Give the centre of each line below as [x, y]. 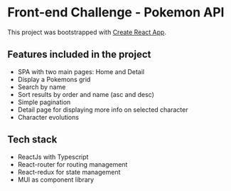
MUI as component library [56, 180]
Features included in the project [79, 55]
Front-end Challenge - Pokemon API [116, 12]
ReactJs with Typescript [53, 157]
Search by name [42, 87]
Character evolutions [48, 117]
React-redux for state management [69, 172]
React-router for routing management [72, 164]
